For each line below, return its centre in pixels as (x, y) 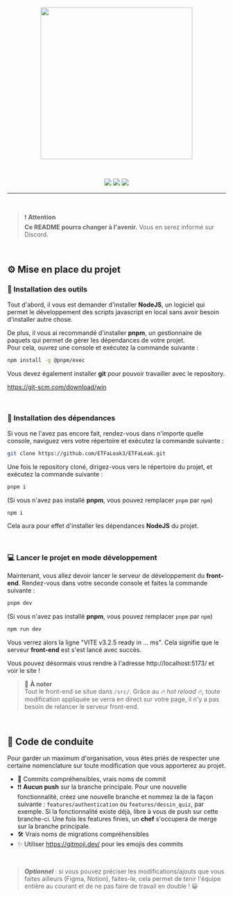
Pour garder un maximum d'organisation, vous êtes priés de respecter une (113, 758)
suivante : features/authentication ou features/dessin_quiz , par (111, 804)
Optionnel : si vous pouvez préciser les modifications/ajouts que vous (124, 871)
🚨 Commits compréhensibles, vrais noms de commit (92, 779)
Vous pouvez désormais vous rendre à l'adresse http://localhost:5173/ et (111, 663)
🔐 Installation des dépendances (61, 418)
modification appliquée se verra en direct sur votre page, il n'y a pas (122, 699)
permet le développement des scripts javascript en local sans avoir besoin (113, 311)
